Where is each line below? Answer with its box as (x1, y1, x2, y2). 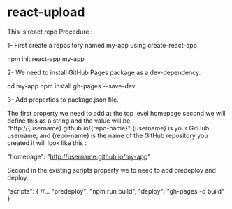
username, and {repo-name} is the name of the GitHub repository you (7, 131, 208, 140)
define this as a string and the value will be (7, 116, 131, 125)
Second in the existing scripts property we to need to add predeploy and (7, 166, 217, 174)
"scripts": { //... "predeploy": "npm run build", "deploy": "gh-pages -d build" (7, 187, 225, 195)
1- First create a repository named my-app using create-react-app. (7, 41, 199, 49)
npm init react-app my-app (7, 54, 85, 63)
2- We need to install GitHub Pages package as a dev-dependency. (7, 68, 201, 76)
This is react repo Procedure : (7, 27, 93, 36)
